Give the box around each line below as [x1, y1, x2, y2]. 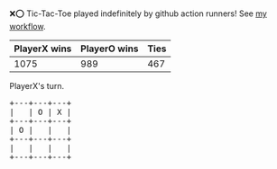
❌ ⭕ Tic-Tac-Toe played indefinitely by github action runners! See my [9, 8, 268, 19]
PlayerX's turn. [9, 81, 65, 91]
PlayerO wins [80, 42, 139, 55]
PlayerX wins [14, 42, 72, 55]
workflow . [9, 22, 46, 31]
